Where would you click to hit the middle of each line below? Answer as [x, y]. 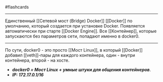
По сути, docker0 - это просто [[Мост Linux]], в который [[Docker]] [74, 50]
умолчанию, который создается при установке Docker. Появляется [75, 26]
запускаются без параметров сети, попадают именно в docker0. [72, 36]
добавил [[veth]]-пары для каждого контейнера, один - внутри [70, 55]
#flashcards [17, 7]
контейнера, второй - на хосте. [37, 60]
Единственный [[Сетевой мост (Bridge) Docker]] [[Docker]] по [69, 21]
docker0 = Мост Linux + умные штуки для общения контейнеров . [81, 70]
